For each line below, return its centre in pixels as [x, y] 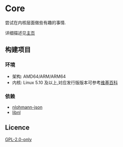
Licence [18, 128]
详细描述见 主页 [20, 33]
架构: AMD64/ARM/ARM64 [39, 76]
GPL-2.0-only [18, 139]
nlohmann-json [27, 107]
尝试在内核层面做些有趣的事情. [36, 22]
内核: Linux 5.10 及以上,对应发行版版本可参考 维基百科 [65, 82]
